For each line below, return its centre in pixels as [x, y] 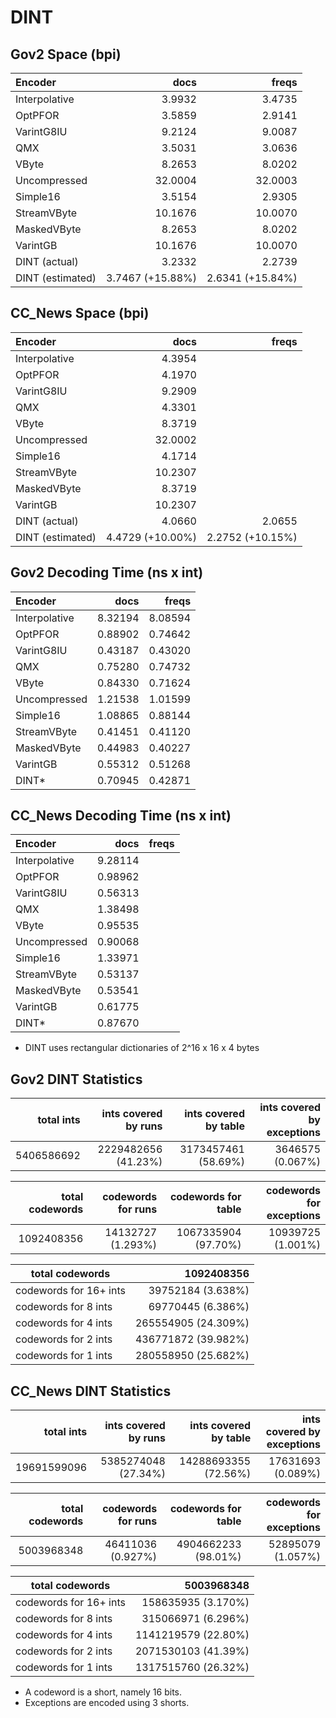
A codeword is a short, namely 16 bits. [103, 1692]
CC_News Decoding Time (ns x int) [121, 816]
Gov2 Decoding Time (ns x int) [107, 572]
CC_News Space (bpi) [80, 313]
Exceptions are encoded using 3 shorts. [107, 1703]
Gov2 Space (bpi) [66, 54]
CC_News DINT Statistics [91, 1391]
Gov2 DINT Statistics [76, 1079]
